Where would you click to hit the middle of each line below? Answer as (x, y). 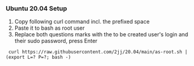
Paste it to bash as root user (50, 28)
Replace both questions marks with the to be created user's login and (101, 35)
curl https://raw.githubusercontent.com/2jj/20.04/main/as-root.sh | (98, 52)
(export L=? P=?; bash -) (38, 58)
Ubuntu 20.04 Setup (36, 8)
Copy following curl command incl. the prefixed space (82, 22)
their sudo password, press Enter (56, 41)
